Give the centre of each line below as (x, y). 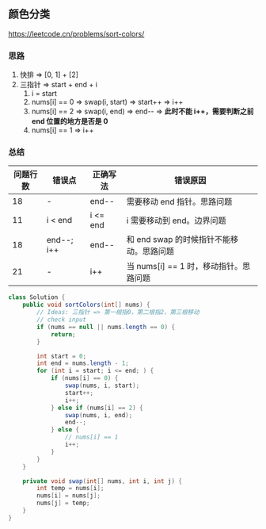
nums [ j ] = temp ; (63, 503)
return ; (63, 334)
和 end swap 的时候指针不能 (179, 240)
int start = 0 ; (62, 356)
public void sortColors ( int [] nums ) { (86, 305)
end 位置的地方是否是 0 (70, 121)
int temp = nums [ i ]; (70, 489)
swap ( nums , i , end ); (99, 415)
